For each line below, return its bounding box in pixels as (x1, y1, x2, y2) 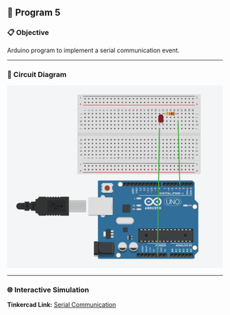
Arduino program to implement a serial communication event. (7, 46, 180, 54)
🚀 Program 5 (7, 7, 61, 19)
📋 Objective (7, 28, 49, 38)
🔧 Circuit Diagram (7, 69, 67, 79)
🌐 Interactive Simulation (7, 285, 90, 294)
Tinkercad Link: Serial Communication (7, 301, 116, 309)
